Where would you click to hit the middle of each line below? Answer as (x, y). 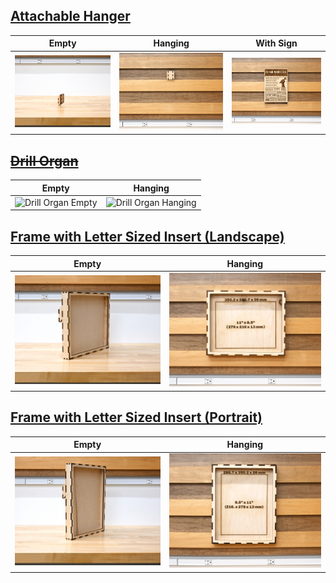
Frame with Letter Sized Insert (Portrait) (136, 417)
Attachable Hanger (70, 16)
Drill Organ (44, 160)
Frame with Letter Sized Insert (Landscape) (147, 236)
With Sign (276, 43)
